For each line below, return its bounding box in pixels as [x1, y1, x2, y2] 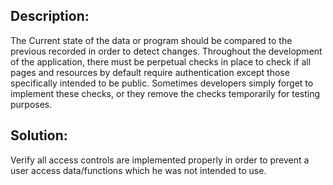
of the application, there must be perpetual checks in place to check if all [10, 55, 312, 68]
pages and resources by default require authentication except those [10, 66, 290, 78]
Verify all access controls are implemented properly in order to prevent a [10, 154, 310, 166]
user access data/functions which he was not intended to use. [10, 164, 267, 176]
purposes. [10, 98, 53, 110]
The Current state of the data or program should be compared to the [10, 34, 293, 46]
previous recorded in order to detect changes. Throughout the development [10, 45, 323, 57]
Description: [10, 8, 90, 25]
